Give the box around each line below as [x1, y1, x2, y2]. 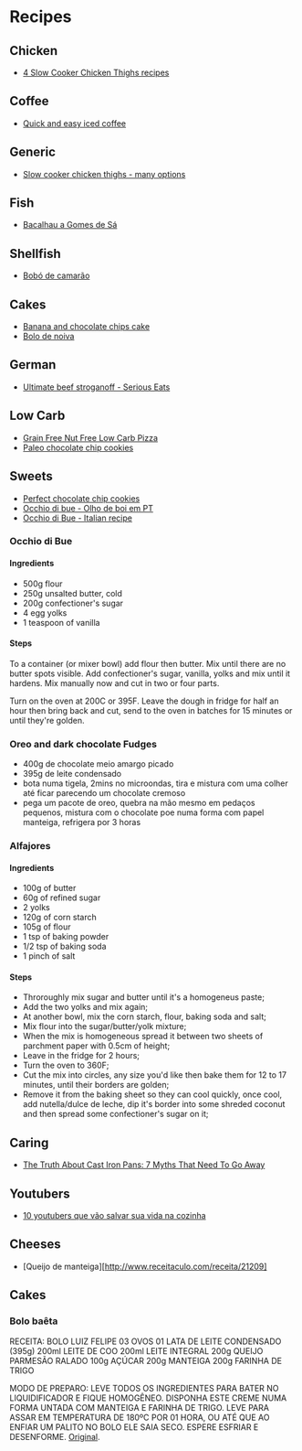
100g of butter [22, 883, 77, 894]
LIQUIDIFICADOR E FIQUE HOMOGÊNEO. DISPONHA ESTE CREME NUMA [9, 1392, 287, 1403]
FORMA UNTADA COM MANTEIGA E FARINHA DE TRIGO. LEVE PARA [9, 1402, 269, 1413]
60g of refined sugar [22, 892, 101, 903]
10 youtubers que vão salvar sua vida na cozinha [22, 1210, 207, 1221]
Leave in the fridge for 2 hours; [22, 1050, 140, 1061]
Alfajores [9, 840, 51, 853]
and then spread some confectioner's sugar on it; [22, 1109, 209, 1120]
